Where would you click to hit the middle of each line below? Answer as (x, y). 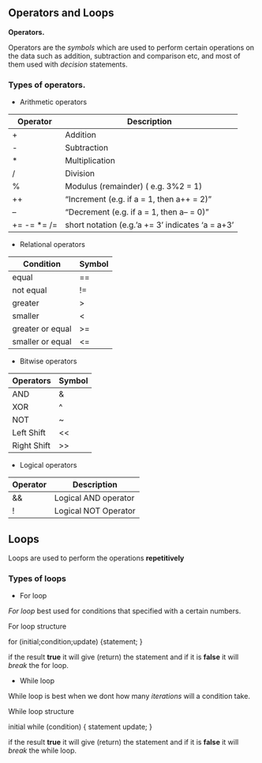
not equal (30, 290)
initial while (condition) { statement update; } (80, 727)
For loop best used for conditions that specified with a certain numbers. (125, 611)
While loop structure (41, 712)
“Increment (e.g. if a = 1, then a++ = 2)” (138, 199)
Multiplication (90, 161)
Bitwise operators (48, 361)
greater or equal (42, 329)
